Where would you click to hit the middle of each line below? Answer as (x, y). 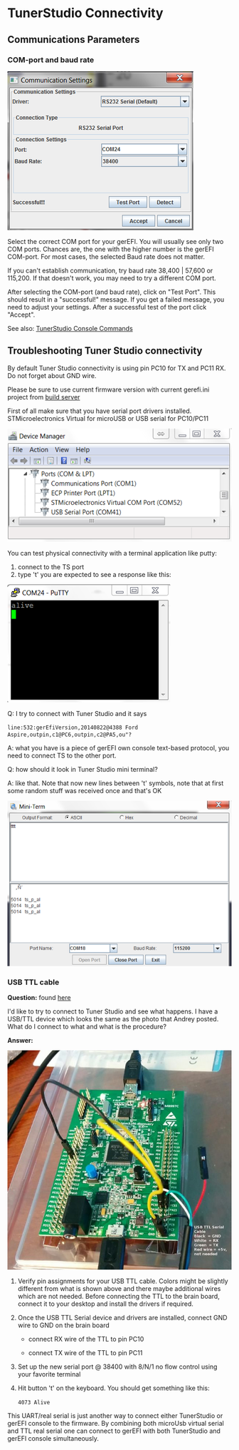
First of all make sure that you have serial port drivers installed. (100, 411)
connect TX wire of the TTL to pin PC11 (85, 1352)
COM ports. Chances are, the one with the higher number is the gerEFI (111, 249)
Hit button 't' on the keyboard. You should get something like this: (113, 1388)
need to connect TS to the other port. (62, 755)
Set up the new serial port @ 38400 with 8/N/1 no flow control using (117, 1367)
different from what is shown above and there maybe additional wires (119, 1288)
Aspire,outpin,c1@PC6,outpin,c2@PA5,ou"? (70, 735)
